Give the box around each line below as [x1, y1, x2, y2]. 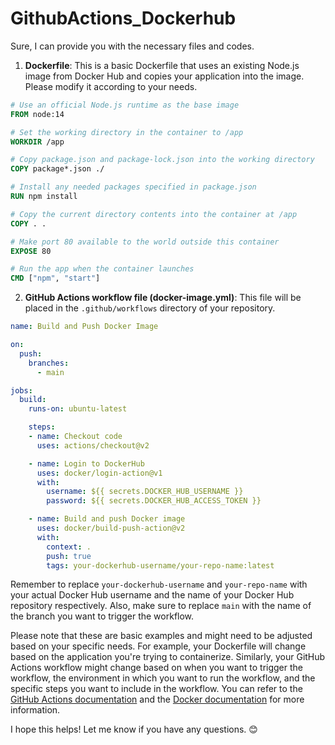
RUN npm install [10, 192, 78, 202]
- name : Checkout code [28, 432, 123, 442]
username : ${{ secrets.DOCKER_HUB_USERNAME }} [46, 487, 244, 497]
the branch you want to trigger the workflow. [10, 610, 195, 622]
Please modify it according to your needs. [24, 80, 198, 92]
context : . [46, 542, 92, 552]
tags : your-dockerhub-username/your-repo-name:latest [46, 560, 275, 571]
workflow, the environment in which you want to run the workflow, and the [10, 672, 316, 684]
